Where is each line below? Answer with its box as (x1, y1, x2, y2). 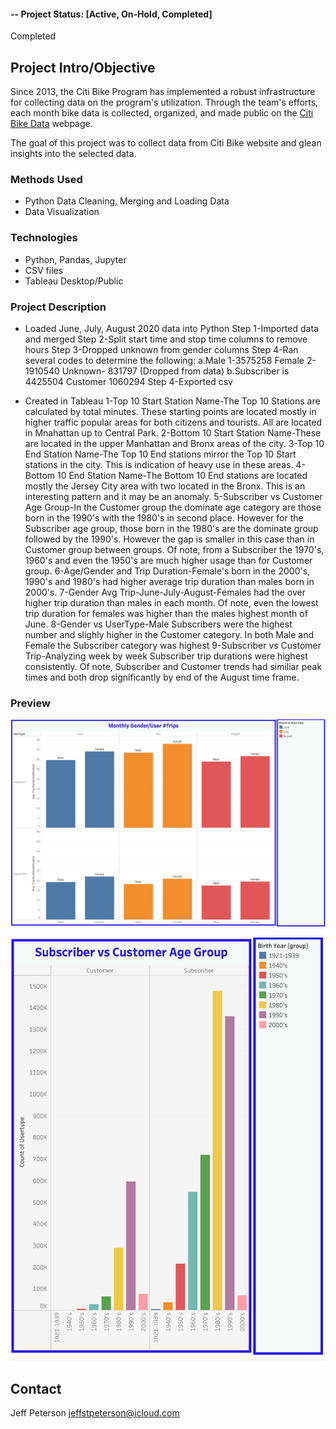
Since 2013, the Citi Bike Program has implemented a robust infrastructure (10, 86, 316, 98)
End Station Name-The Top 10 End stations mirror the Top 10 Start (24, 448, 297, 460)
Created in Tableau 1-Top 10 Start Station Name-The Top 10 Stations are (24, 395, 321, 407)
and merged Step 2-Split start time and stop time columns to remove (24, 333, 308, 345)
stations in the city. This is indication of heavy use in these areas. (24, 458, 294, 470)
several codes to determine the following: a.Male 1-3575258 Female (24, 354, 305, 366)
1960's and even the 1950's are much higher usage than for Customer (24, 554, 313, 566)
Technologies (10, 231, 78, 245)
